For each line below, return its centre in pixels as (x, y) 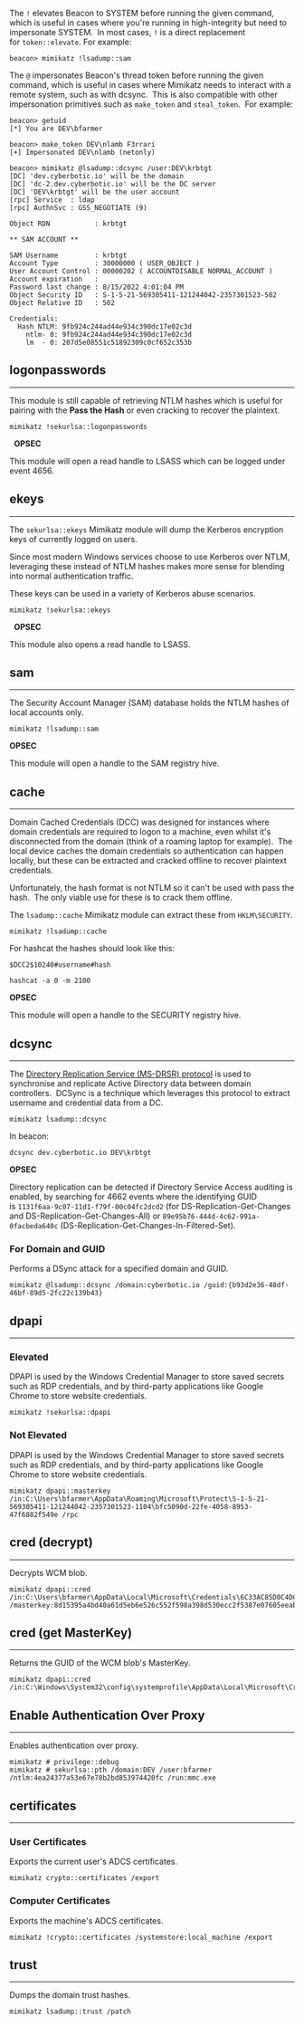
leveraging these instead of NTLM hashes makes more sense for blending (147, 566)
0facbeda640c (34, 1227)
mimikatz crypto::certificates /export (85, 1878)
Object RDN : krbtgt (68, 224)
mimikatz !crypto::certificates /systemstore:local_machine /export (141, 1937)
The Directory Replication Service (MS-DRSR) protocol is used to (130, 1074)
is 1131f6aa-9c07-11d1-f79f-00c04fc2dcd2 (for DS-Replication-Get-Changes (150, 1207)
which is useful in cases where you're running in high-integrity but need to (148, 23)
